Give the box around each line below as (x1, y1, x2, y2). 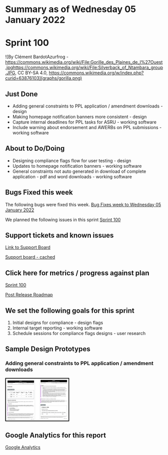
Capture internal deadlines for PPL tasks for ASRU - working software (12, 119, 157, 125)
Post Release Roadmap (5, 292, 53, 298)
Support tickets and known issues (5, 231, 114, 240)
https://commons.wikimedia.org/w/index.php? (49, 70, 144, 76)
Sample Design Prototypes (5, 345, 91, 354)
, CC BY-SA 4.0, (15, 70, 48, 76)
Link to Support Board (5, 245, 51, 251)
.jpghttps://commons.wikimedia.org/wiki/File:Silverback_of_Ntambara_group (5, 64, 163, 71)
